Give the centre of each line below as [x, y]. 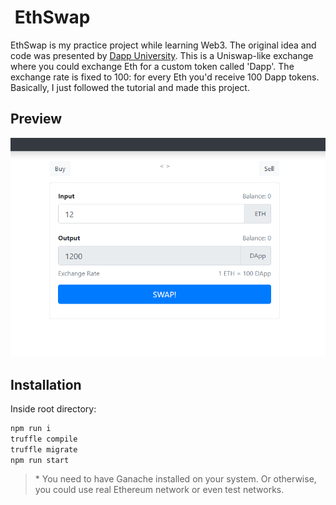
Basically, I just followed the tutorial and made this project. [130, 87]
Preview [36, 119]
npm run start [40, 460]
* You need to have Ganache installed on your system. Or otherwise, [175, 479]
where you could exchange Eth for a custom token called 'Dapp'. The [152, 66]
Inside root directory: [53, 408]
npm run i [31, 428]
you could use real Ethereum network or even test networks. [159, 490]
